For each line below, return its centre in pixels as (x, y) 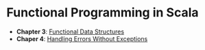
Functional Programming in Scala (103, 13)
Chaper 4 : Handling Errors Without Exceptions (82, 38)
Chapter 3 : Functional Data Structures (70, 32)
